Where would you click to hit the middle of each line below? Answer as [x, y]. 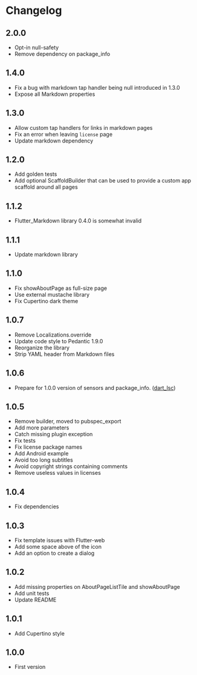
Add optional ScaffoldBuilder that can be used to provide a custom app [103, 181]
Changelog [34, 11]
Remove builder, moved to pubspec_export [68, 421]
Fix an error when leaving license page [63, 134]
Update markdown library [46, 255]
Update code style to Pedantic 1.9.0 [59, 341]
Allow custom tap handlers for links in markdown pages [83, 127]
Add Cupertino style [39, 633]
